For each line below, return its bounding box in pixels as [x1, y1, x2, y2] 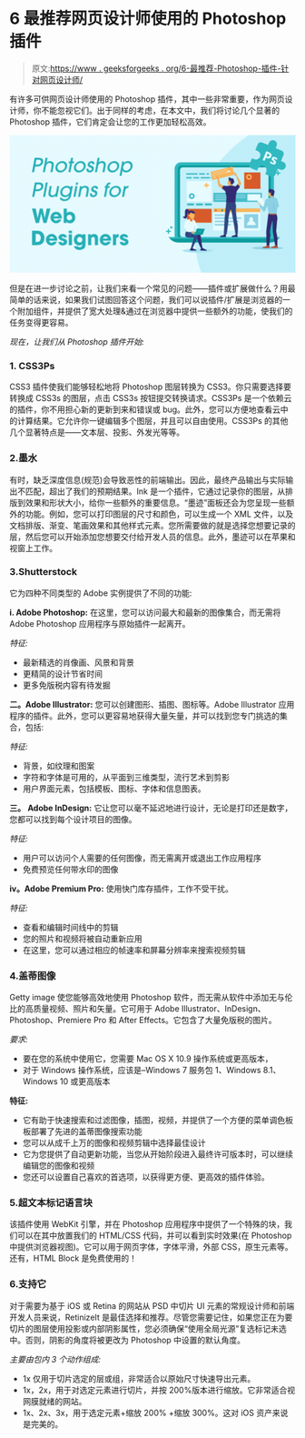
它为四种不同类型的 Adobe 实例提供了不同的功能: [9, 588, 192, 598]
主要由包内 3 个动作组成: [9, 1353, 102, 1364]
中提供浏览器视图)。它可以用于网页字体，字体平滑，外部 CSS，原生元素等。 [9, 1242, 293, 1252]
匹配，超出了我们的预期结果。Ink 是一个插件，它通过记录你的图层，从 [25, 486, 286, 497]
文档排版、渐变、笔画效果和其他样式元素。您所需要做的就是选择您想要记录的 [9, 519, 296, 530]
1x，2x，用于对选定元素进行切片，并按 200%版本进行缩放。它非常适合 [22, 1384, 288, 1395]
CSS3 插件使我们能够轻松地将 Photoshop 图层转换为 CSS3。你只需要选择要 [9, 381, 292, 392]
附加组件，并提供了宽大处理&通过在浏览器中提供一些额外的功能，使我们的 [16, 306, 293, 317]
